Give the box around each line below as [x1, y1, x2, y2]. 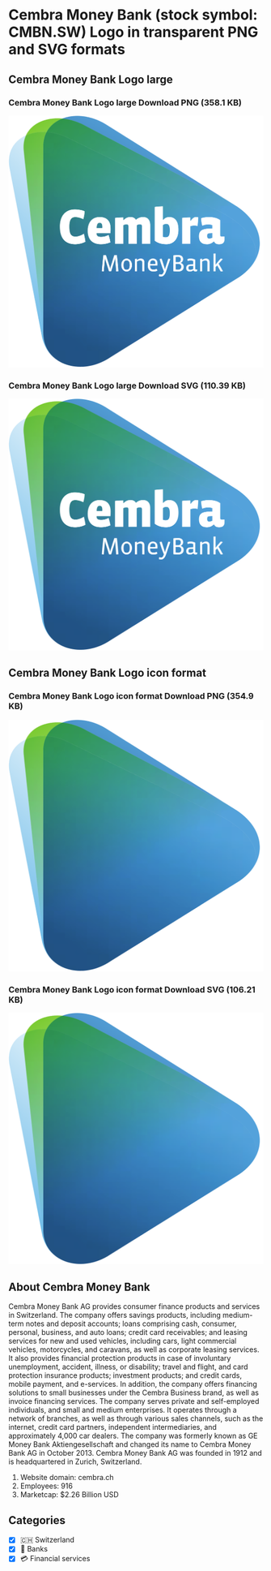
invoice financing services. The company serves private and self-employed [8, 1397, 260, 1406]
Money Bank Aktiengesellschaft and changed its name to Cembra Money [8, 1440, 252, 1449]
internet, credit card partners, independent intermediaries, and [8, 1423, 217, 1432]
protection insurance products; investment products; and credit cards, [8, 1371, 243, 1380]
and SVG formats [8, 41, 125, 58]
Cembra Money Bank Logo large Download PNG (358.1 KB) [8, 97, 243, 108]
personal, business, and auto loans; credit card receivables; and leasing [8, 1328, 248, 1337]
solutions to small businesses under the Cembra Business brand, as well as [8, 1388, 259, 1397]
